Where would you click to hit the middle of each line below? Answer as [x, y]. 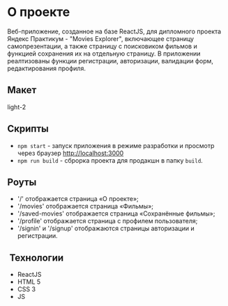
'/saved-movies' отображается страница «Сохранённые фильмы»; [116, 214]
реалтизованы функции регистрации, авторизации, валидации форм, [111, 61]
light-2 [17, 107]
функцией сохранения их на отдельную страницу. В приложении [104, 54]
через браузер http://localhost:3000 [70, 153]
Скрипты [28, 129]
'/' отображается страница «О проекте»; [78, 199]
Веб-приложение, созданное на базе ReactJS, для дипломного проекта [114, 31]
